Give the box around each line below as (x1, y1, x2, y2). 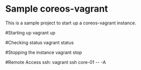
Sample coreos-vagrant (5, 3, 108, 15)
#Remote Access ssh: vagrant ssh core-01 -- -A (5, 59, 106, 65)
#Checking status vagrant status (5, 39, 74, 46)
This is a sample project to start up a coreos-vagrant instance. (5, 20, 136, 26)
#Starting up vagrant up (5, 29, 56, 36)
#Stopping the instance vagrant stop (5, 49, 82, 55)
